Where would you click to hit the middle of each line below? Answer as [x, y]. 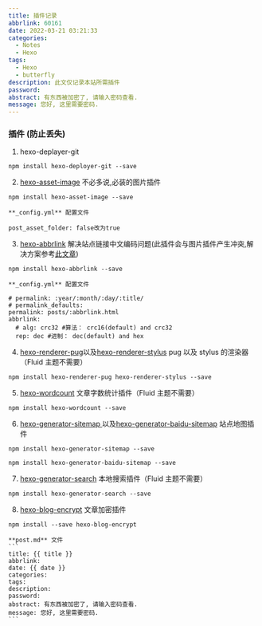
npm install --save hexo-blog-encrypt [72, 525]
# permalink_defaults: [46, 305]
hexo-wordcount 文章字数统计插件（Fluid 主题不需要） [109, 393]
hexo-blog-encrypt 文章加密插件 [73, 510]
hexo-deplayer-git [49, 152]
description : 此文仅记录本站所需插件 [64, 82]
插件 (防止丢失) [37, 134]
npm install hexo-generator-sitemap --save [82, 449]
